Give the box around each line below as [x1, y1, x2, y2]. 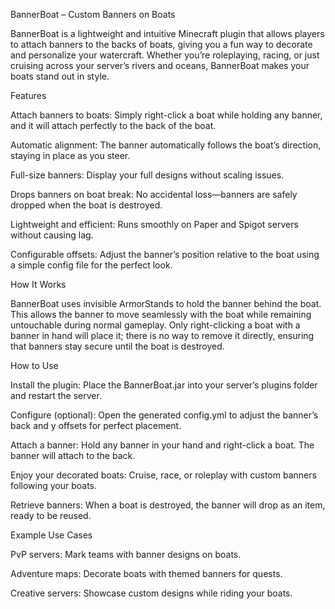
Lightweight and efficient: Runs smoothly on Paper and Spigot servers [10, 219, 299, 230]
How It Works [10, 279, 67, 290]
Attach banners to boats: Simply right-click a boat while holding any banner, [10, 109, 323, 121]
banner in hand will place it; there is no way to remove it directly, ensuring [10, 330, 315, 341]
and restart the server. [10, 390, 102, 401]
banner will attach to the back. [10, 450, 136, 461]
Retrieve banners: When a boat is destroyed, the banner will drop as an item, [10, 499, 326, 511]
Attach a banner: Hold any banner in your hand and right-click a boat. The [10, 439, 315, 451]
